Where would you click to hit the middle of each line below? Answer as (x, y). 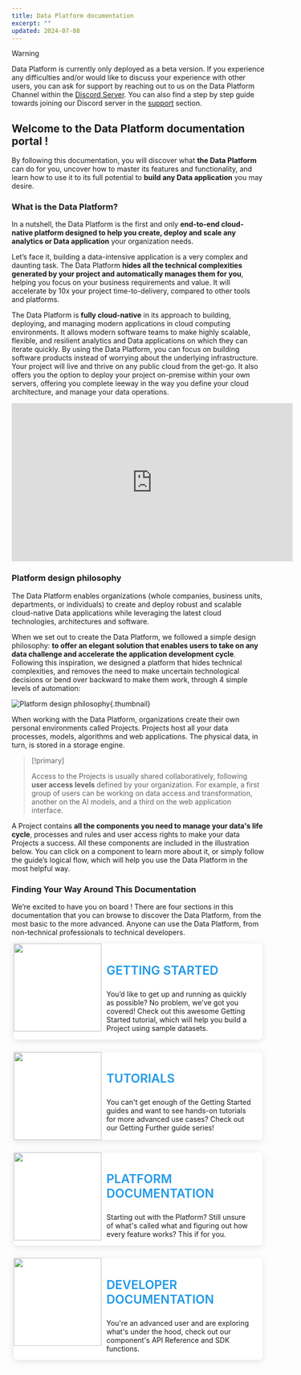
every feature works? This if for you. (166, 1234)
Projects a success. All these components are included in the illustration (130, 843)
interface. (47, 810)
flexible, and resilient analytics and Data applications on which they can (130, 341)
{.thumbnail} (130, 703)
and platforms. (36, 300)
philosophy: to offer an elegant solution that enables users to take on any (135, 645)
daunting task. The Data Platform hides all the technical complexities (127, 265)
